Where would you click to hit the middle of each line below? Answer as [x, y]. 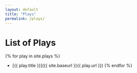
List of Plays [30, 43]
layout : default [22, 9]
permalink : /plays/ [25, 18]
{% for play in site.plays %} [33, 56]
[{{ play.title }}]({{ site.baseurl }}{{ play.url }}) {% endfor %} [72, 66]
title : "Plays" [21, 14]
